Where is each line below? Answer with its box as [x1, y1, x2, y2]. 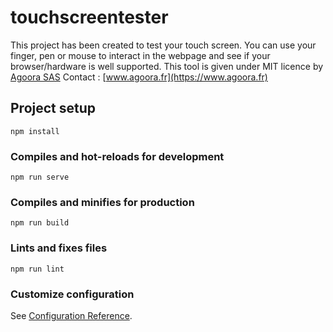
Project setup [10, 100, 97, 117]
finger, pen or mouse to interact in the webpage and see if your [10, 49, 271, 61]
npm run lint [10, 264, 65, 274]
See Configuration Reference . [10, 309, 133, 321]
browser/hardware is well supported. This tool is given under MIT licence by [10, 60, 324, 72]
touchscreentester [10, 6, 169, 29]
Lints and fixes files [10, 241, 108, 255]
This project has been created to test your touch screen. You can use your [10, 39, 317, 51]
